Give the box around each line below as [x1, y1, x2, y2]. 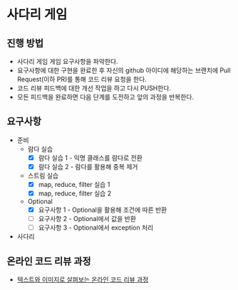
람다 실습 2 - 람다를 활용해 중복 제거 [38, 162, 138, 171]
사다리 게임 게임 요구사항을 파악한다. [16, 58, 118, 65]
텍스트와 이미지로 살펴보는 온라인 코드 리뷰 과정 [16, 275, 149, 284]
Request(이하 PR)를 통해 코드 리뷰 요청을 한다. [16, 75, 147, 83]
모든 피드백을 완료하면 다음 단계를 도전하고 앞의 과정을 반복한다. [16, 93, 194, 101]
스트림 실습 [27, 171, 58, 180]
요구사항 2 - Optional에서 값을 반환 [38, 215, 137, 223]
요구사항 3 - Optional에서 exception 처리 [38, 223, 154, 232]
